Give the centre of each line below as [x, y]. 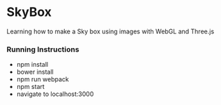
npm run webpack [43, 79]
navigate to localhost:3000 [55, 94]
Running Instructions [43, 49]
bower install [35, 72]
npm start [30, 87]
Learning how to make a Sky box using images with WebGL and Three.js [110, 31]
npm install [32, 65]
